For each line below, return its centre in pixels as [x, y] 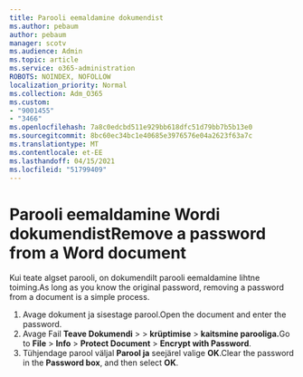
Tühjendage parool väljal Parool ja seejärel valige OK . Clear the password [158, 353]
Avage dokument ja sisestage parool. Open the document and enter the [154, 314]
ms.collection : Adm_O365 [56, 93]
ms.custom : [30, 102]
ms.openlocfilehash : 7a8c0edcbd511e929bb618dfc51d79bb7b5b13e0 [131, 128]
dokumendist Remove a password [138, 233]
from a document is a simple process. [80, 297]
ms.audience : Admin [46, 52]
